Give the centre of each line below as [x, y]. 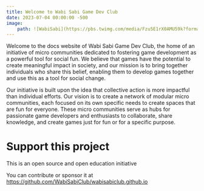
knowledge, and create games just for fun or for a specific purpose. [91, 122]
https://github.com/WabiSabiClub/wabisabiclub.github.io [77, 182]
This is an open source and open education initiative [72, 164]
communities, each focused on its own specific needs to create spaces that [101, 103]
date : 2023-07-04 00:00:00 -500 [47, 18]
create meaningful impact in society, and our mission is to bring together [97, 65]
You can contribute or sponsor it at [50, 175]
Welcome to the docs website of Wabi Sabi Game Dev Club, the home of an [101, 46]
